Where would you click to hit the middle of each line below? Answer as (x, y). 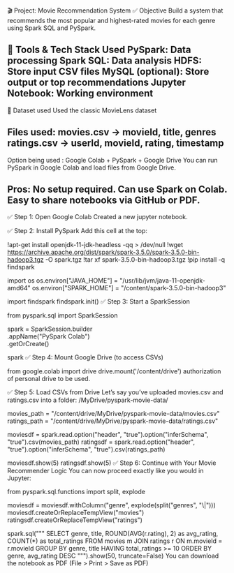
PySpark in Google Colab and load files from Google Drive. (92, 168)
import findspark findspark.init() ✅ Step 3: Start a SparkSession (98, 302)
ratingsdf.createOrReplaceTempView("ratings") (75, 520)
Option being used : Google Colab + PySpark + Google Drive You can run (112, 160)
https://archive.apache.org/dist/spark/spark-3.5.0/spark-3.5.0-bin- (103, 252)
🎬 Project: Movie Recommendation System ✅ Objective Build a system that (115, 10)
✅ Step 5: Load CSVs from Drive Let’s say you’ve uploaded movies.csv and (115, 392)
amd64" (19, 288)
